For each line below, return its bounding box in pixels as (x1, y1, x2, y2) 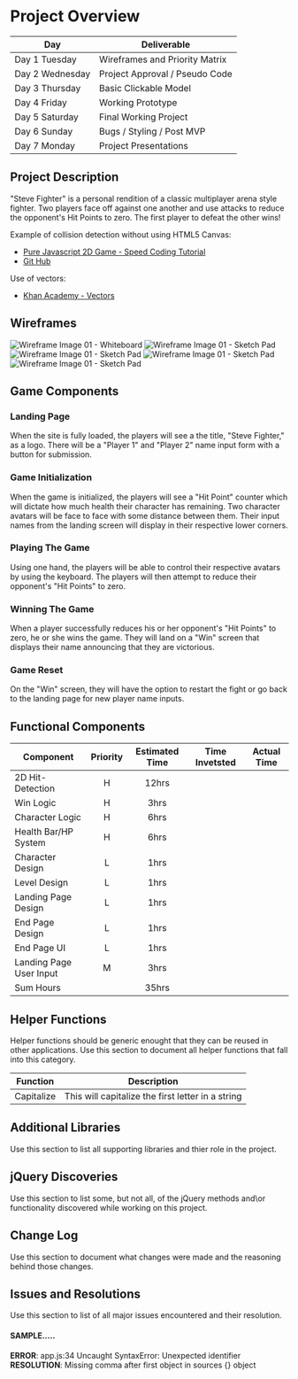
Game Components (10, 383, 119, 399)
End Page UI (14, 941, 66, 954)
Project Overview (10, 6, 141, 27)
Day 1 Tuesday (14, 53, 78, 66)
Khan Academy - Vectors (22, 290, 115, 300)
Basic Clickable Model (99, 81, 192, 94)
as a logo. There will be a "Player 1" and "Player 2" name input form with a (10, 440, 280, 451)
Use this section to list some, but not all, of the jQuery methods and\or (10, 1193, 266, 1204)
